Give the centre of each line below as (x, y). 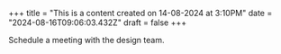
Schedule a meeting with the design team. (86, 40)
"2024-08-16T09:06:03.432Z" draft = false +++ (97, 22)
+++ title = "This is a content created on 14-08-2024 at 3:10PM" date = (140, 13)
